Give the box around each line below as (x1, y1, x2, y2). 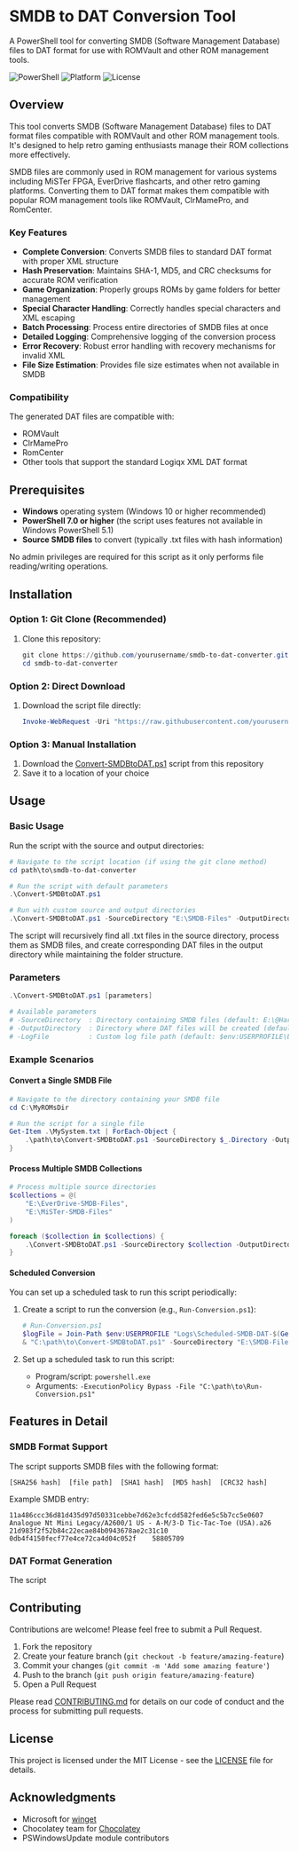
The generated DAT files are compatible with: (9, 411, 175, 422)
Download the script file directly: (21, 699, 142, 711)
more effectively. (9, 149, 71, 160)
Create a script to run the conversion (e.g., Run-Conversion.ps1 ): (21, 1304, 256, 1315)
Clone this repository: (21, 633, 101, 644)
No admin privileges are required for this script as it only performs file (9, 552, 264, 563)
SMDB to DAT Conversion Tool (9, 6, 237, 27)
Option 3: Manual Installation (9, 738, 137, 751)
